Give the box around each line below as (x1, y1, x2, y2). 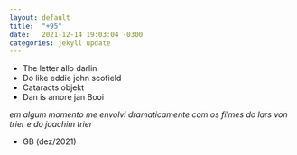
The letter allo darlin (22, 63, 97, 74)
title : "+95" (9, 22, 63, 31)
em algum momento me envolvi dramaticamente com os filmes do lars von (9, 109, 288, 120)
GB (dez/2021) (22, 136, 77, 147)
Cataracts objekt (22, 82, 85, 93)
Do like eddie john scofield (22, 73, 122, 84)
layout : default (9, 13, 70, 23)
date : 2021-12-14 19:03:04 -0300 (9, 30, 144, 39)
